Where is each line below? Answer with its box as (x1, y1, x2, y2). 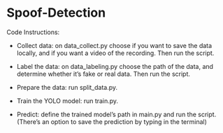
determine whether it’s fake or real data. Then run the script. (16, 70, 190, 78)
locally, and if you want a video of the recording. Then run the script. (16, 49, 215, 57)
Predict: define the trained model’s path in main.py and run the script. (16, 110, 217, 118)
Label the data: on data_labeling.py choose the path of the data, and (16, 62, 214, 70)
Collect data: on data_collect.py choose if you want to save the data (16, 41, 213, 49)
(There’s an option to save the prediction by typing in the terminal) (16, 117, 208, 126)
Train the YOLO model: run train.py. (16, 96, 119, 105)
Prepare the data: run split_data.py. (16, 83, 118, 91)
